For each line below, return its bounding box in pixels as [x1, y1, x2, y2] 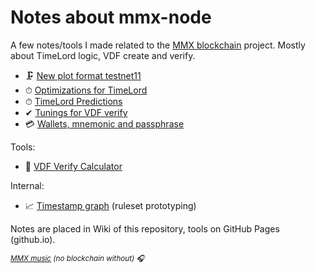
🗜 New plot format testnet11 [24, 69, 142, 81]
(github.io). [10, 233, 56, 245]
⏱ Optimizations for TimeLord [24, 84, 148, 96]
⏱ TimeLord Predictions [24, 95, 123, 107]
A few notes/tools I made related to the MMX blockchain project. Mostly [10, 39, 306, 51]
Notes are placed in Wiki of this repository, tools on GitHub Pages [10, 222, 280, 235]
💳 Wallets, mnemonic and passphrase [24, 117, 185, 130]
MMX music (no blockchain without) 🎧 [10, 253, 145, 263]
